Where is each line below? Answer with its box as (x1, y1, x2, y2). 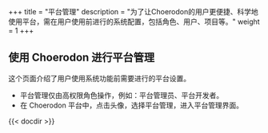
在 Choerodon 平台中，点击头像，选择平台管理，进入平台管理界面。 (19, 100, 244, 110)
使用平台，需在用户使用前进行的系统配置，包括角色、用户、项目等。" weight (8, 17, 260, 26)
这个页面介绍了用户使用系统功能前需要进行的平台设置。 (8, 73, 190, 83)
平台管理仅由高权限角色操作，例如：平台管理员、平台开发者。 (19, 90, 224, 100)
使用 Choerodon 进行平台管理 (8, 51, 155, 65)
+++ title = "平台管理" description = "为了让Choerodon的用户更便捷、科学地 (8, 7, 258, 16)
